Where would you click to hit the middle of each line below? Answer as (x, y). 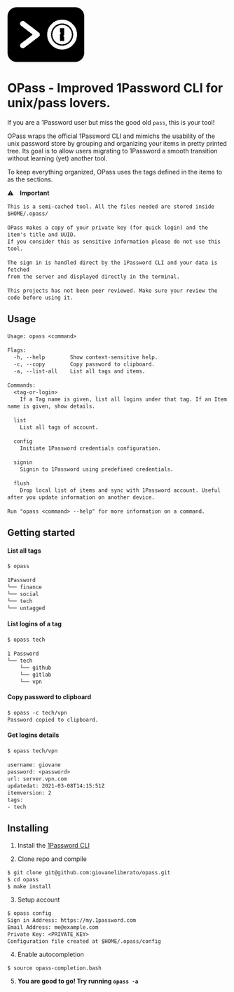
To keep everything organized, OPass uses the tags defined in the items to (115, 172)
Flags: (17, 350)
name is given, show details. (51, 406)
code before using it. (40, 298)
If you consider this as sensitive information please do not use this (114, 242)
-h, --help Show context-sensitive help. (86, 357)
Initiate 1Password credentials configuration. (90, 448)
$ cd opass (23, 879)
